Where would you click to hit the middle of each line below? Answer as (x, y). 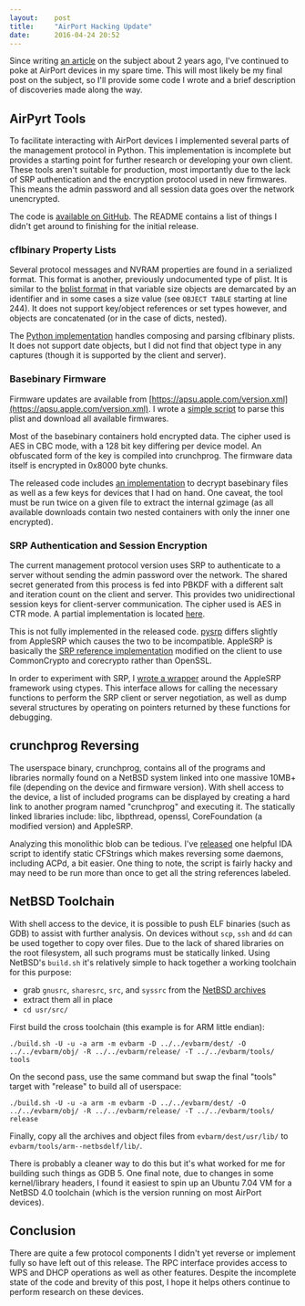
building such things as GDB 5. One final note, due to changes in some (142, 1173)
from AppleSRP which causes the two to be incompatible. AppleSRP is (141, 641)
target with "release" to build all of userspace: (96, 1086)
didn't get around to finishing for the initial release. (104, 226)
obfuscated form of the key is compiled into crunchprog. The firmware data (151, 455)
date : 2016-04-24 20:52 (65, 35)
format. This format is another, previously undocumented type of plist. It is (149, 279)
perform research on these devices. (76, 1291)
